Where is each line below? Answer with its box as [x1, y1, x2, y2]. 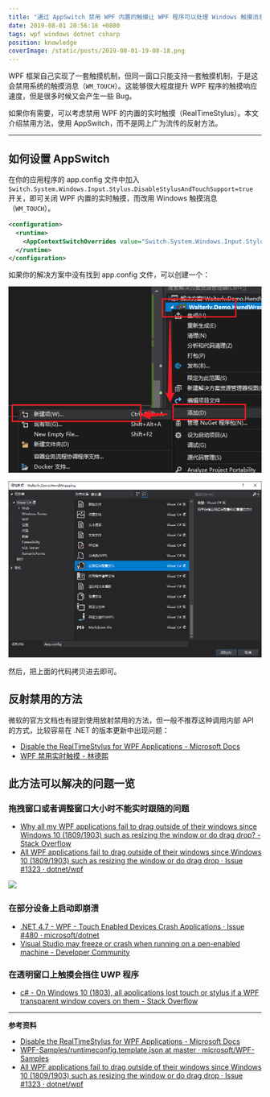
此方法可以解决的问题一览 [8, 777, 135, 791]
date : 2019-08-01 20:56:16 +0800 [8, 21, 121, 30]
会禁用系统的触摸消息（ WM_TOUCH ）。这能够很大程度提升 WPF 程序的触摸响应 [8, 81, 258, 91]
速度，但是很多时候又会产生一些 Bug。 [8, 91, 137, 101]
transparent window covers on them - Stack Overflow [19, 996, 198, 1006]
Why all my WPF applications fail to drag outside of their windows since [19, 822, 257, 831]
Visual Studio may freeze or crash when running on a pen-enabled [19, 938, 241, 948]
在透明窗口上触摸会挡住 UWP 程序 [8, 969, 139, 980]
